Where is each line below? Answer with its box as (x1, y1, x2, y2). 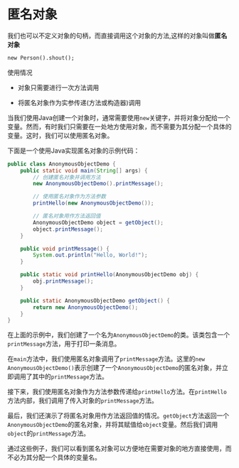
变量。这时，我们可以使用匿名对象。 (7, 131, 114, 139)
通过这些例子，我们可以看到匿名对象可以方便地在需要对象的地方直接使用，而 (7, 445, 232, 453)
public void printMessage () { (20, 245, 110, 252)
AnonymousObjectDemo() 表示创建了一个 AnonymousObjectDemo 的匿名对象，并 (7, 364, 223, 372)
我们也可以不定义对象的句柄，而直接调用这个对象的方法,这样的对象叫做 (7, 31, 216, 40)
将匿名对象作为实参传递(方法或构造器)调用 (17, 98, 142, 107)
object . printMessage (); (33, 225, 103, 233)
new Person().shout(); (7, 54, 75, 61)
